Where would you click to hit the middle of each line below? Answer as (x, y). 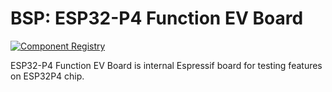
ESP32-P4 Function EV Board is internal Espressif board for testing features (166, 65)
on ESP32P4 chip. (47, 76)
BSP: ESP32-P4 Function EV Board (157, 18)
